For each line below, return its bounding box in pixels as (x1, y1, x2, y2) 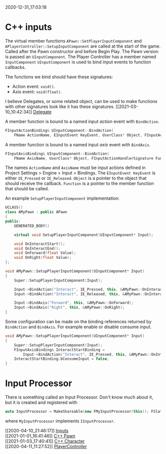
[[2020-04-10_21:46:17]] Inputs (5, 428, 69, 433)
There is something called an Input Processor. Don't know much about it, (5, 394, 153, 400)
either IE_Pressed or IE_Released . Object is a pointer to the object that (5, 175, 147, 181)
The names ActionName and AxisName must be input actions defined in (5, 165, 146, 170)
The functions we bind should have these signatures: (5, 74, 113, 80)
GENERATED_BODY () (14, 223, 50, 228)
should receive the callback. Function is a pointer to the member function (5, 180, 154, 186)
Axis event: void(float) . (12, 89, 62, 95)
